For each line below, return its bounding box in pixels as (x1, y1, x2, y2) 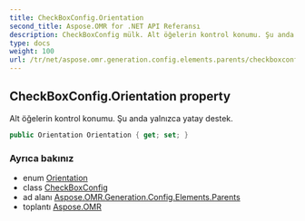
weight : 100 (9, 47, 54, 56)
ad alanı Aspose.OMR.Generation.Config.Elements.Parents (22, 191, 241, 202)
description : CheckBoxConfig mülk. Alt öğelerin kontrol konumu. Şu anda (9, 30, 295, 39)
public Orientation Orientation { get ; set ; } (9, 130, 189, 139)
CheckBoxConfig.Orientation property (9, 89, 231, 104)
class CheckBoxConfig (22, 182, 109, 193)
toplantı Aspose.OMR (22, 201, 102, 212)
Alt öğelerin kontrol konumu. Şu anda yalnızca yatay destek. (9, 112, 233, 123)
